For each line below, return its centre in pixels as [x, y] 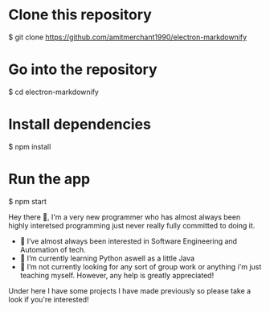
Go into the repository [83, 70]
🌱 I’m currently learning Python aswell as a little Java [107, 258]
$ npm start [27, 201]
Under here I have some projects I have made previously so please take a [130, 290]
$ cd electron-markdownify [53, 92]
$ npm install [30, 146]
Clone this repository [80, 15]
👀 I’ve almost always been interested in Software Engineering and [129, 241]
